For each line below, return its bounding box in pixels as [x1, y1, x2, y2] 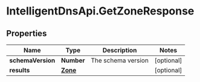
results [9, 66, 30, 74]
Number [61, 56, 85, 65]
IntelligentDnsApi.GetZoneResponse [6, 4, 195, 18]
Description [102, 46, 137, 54]
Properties [6, 28, 47, 39]
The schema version [90, 56, 149, 65]
